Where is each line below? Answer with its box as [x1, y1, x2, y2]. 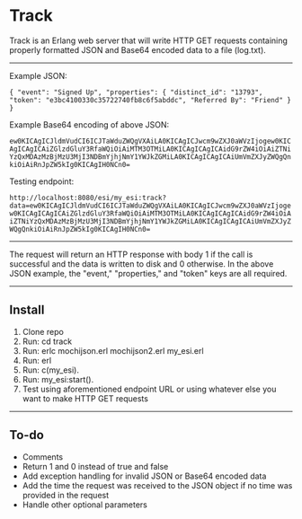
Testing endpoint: [9, 176, 75, 187]
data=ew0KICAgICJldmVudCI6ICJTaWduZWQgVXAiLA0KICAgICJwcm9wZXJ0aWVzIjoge [9, 201, 292, 210]
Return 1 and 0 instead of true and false [22, 461, 169, 471]
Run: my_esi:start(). [22, 374, 94, 384]
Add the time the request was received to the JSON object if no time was [22, 479, 293, 490]
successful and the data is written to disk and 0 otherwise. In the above [9, 258, 274, 269]
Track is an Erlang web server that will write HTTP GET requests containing [9, 35, 288, 46]
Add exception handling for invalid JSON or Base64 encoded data [22, 471, 267, 481]
